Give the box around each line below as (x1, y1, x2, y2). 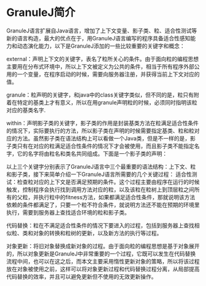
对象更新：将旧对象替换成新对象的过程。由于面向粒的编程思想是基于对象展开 (6, 242, 200, 249)
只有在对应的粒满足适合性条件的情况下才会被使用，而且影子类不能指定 (17, 142, 194, 150)
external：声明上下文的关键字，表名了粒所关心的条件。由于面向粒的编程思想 (6, 55, 199, 62)
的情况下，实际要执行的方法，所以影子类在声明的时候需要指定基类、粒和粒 (6, 127, 194, 134)
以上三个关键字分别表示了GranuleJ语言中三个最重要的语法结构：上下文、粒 (6, 163, 196, 170)
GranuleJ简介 (6, 5, 75, 20)
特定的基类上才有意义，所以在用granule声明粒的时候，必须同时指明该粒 (17, 98, 197, 106)
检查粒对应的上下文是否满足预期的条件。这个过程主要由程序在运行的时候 (17, 178, 200, 185)
